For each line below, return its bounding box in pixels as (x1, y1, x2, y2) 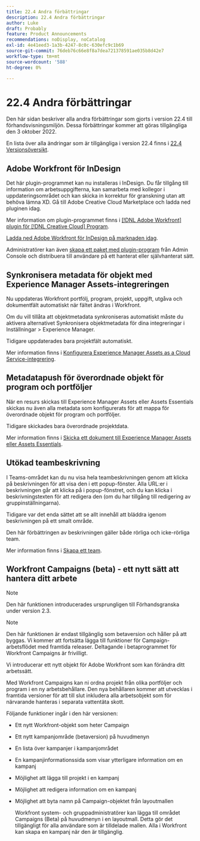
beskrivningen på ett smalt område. (6, 517, 94, 525)
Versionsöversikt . (6, 146, 49, 153)
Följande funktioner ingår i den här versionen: (6, 710, 118, 717)
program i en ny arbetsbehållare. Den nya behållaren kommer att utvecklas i (6, 686, 193, 693)
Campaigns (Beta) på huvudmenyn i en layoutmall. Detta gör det (14, 816, 173, 823)
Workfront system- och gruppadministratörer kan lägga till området (14, 809, 180, 816)
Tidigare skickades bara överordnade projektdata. (6, 422, 130, 429)
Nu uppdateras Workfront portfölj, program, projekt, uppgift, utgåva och (6, 295, 183, 302)
